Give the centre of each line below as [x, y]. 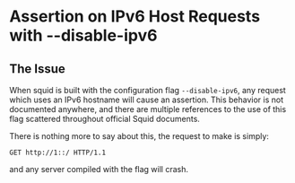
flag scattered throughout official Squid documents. [104, 119]
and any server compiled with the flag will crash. [99, 169]
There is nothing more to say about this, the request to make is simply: [139, 136]
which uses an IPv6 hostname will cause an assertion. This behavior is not [147, 100]
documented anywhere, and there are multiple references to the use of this [148, 109]
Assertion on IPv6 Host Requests [135, 17]
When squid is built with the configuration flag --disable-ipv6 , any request [148, 90]
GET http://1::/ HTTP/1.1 [57, 152]
